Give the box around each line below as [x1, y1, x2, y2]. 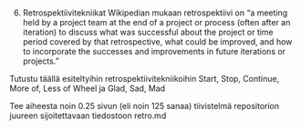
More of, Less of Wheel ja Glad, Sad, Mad [9, 83, 166, 94]
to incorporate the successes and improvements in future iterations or [22, 46, 285, 57]
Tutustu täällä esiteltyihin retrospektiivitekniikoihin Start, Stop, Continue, [9, 74, 280, 85]
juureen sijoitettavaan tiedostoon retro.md [9, 110, 167, 121]
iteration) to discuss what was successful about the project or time [22, 26, 274, 38]
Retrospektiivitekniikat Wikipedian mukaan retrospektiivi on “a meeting [22, 7, 288, 18]
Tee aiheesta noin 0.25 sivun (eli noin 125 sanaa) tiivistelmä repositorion [9, 101, 280, 112]
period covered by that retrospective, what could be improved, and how [22, 36, 293, 47]
